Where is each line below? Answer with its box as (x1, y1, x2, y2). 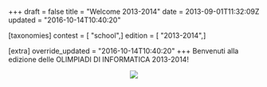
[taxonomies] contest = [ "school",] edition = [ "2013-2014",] (8, 31, 206, 40)
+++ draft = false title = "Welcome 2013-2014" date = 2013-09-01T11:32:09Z (8, 7, 260, 16)
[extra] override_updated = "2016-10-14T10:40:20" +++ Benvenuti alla (8, 46, 239, 55)
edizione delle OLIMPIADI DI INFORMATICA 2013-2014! (8, 55, 190, 64)
